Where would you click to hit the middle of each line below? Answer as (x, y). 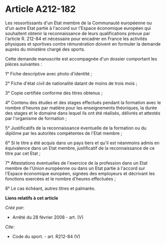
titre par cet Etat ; (23, 153)
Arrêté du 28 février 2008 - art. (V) (48, 217)
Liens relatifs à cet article (32, 198)
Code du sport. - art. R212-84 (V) (46, 236)
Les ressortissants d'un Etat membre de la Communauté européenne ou (79, 23)
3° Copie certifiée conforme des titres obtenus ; (54, 93)
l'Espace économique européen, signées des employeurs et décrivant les (80, 173)
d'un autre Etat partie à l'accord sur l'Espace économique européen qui (78, 28)
